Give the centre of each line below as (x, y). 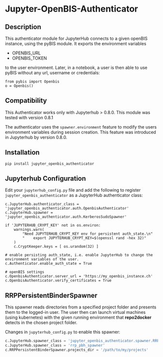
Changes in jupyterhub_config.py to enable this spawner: (63, 332)
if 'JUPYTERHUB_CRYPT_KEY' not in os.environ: (53, 226)
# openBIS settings (25, 272)
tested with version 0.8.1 (29, 117)
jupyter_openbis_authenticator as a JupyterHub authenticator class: (74, 195)
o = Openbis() (19, 86)
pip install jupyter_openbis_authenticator (50, 163)
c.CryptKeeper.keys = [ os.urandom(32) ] (56, 247)
